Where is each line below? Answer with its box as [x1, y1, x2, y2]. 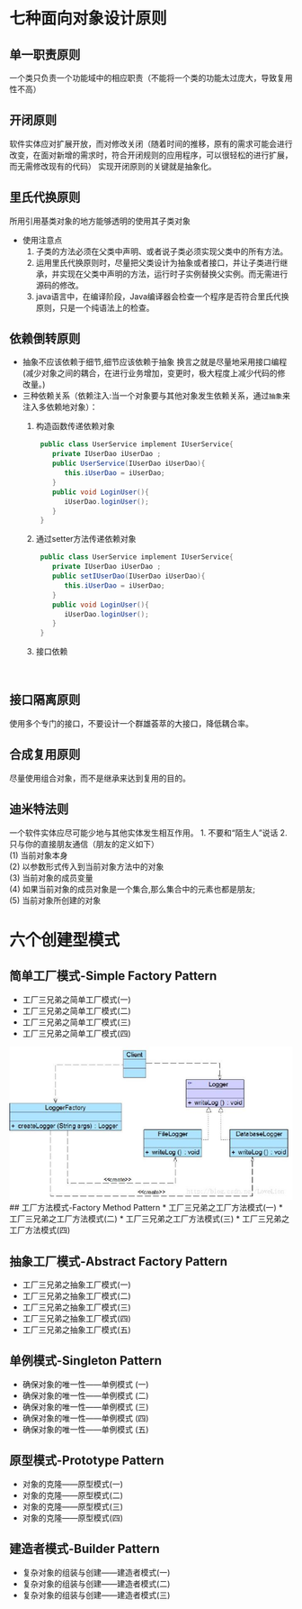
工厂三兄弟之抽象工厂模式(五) [22, 1324, 132, 1335]
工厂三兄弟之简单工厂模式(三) [22, 1016, 132, 1028]
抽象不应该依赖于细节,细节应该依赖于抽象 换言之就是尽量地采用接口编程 [22, 357, 288, 368]
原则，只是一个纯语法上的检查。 [35, 302, 155, 313]
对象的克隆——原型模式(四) [22, 1512, 124, 1523]
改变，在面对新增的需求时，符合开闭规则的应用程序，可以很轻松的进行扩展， [9, 150, 293, 160]
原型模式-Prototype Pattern [9, 1453, 164, 1468]
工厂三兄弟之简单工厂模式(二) [22, 1005, 132, 1016]
